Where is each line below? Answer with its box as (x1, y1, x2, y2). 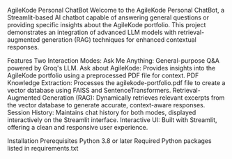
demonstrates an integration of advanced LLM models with (7, 28, 177, 36)
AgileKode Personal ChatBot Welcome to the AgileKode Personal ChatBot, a (7, 6, 225, 14)
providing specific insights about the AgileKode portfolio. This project (7, 21, 206, 29)
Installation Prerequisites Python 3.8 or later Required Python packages (7, 137, 212, 145)
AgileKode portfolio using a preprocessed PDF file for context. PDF (7, 71, 199, 79)
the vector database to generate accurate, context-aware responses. (7, 101, 206, 109)
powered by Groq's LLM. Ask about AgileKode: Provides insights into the (7, 64, 216, 72)
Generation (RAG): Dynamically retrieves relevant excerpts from (42, 93, 225, 102)
